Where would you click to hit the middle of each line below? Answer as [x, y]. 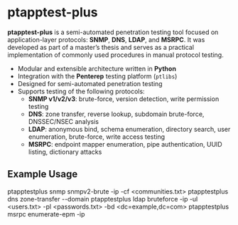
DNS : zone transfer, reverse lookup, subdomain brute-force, [116, 114]
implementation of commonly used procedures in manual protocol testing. [115, 55]
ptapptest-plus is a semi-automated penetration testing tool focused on [113, 32]
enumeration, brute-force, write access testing [97, 137]
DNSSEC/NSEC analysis [64, 121]
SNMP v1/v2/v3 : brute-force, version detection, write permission [124, 99]
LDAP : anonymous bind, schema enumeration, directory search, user [129, 129]
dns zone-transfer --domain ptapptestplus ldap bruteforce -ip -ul [103, 199]
